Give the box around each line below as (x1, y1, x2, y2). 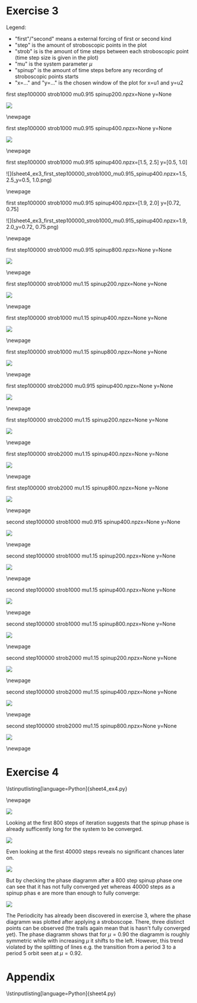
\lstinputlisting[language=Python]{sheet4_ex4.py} (6, 785, 128, 792)
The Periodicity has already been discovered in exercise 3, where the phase (6, 912, 191, 919)
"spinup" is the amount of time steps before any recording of (14, 66, 163, 73)
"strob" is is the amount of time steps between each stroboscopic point (14, 47, 189, 54)
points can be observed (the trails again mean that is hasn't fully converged (6, 924, 190, 931)
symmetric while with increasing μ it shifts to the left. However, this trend (6, 937, 183, 944)
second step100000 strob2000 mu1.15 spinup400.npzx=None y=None (6, 688, 177, 695)
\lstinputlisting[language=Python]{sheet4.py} (6, 989, 117, 997)
